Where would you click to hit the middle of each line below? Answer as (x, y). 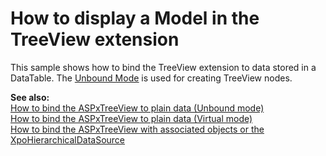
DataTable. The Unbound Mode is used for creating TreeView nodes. (151, 78)
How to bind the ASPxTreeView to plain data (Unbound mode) (137, 108)
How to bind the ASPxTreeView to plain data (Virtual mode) (131, 118)
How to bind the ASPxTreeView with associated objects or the (137, 129)
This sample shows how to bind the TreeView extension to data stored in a (163, 67)
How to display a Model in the (135, 18)
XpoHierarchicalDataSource (68, 139)
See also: (30, 97)
